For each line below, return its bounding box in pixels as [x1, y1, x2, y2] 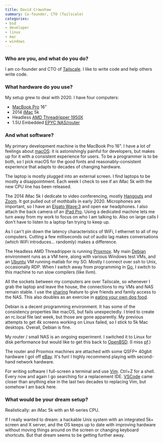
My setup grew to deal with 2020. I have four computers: [5, 95, 119, 101]
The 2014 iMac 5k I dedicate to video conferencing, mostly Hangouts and [5, 193, 152, 199]
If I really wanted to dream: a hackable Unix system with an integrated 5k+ [5, 416, 154, 422]
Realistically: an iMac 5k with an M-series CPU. [5, 407, 100, 413]
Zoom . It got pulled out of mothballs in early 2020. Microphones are [5, 198, 141, 204]
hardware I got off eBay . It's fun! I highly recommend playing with [5, 354, 136, 359]
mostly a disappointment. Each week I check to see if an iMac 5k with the [5, 178, 152, 184]
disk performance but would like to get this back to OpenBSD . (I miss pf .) [5, 339, 151, 345]
